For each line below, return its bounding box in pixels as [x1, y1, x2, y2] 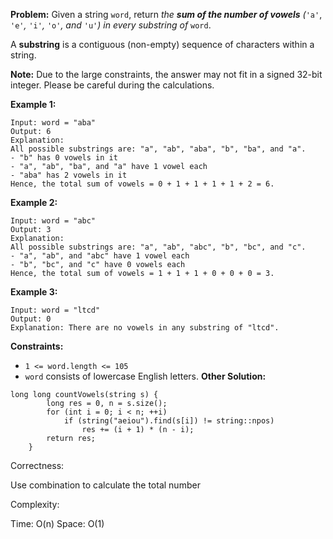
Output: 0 [10, 314, 52, 324]
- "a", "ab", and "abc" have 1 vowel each [10, 251, 190, 261]
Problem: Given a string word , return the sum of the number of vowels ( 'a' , [10, 9, 323, 20]
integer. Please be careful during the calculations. [10, 79, 215, 91]
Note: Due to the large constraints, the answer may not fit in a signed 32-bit [10, 69, 323, 80]
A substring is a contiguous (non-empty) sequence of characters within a [10, 39, 315, 50]
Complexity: [10, 499, 60, 510]
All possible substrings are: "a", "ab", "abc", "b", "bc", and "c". [10, 242, 307, 252]
